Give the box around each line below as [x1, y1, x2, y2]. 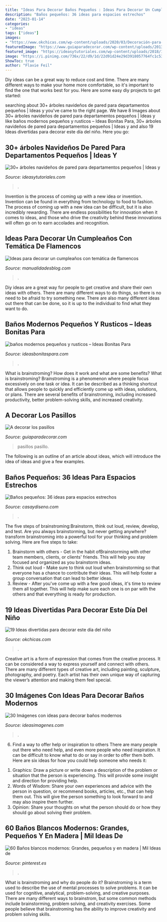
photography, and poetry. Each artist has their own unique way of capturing [5, 672, 160, 677]
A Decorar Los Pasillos [5, 411, 77, 419]
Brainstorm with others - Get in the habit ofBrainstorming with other [12, 549, 151, 555]
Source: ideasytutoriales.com [5, 174, 66, 180]
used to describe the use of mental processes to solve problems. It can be [5, 885, 158, 891]
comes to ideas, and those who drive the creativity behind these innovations [5, 214, 162, 220]
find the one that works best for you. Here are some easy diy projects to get [5, 87, 161, 93]
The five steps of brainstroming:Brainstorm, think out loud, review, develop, [5, 523, 160, 529]
